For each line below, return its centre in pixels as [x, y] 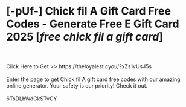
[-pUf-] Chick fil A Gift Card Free [88, 11]
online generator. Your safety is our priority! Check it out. [77, 85]
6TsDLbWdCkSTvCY [32, 99]
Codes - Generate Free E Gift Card [93, 24]
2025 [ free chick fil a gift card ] [85, 37]
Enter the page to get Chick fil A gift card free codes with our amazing [93, 79]
